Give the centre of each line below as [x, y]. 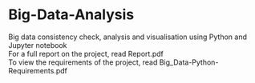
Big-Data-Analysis [71, 15]
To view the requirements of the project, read [83, 62]
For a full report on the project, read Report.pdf [86, 53]
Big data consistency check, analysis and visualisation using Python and [127, 37]
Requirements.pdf [38, 70]
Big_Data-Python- [189, 62]
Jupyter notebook [38, 45]
